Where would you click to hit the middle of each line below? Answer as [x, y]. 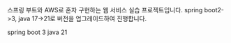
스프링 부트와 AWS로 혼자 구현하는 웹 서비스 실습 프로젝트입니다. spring [105, 10]
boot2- [214, 10]
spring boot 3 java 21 [37, 32]
